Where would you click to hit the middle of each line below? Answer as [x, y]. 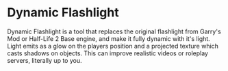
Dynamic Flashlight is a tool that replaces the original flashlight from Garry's [114, 31]
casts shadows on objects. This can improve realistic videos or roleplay [108, 53]
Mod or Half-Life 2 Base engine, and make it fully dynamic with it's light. [109, 38]
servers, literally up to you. [45, 60]
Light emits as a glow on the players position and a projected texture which [113, 46]
